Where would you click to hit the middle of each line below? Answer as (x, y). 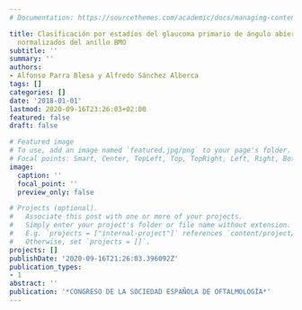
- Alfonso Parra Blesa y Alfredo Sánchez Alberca (104, 76)
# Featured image (42, 142)
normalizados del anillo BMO (72, 42)
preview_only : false (56, 192)
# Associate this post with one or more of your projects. (126, 217)
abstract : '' (34, 284)
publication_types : (46, 267)
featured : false (40, 118)
